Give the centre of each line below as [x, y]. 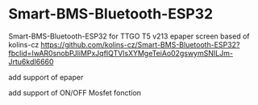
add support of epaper [46, 77]
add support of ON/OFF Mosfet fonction [75, 92]
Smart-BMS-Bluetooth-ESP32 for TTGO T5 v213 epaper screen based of [129, 36]
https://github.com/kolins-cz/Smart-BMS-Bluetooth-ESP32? [140, 44]
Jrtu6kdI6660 [31, 62]
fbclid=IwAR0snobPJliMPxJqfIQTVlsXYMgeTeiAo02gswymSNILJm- [121, 53]
